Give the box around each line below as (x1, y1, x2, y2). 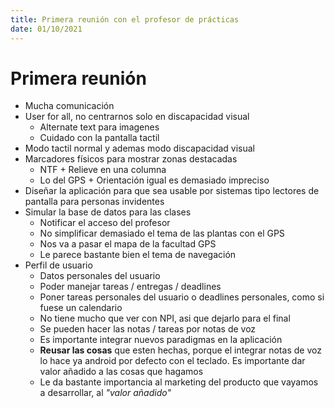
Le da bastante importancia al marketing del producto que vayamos (39, 376, 319, 388)
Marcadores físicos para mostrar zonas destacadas (24, 153, 238, 165)
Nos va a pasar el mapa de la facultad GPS (39, 238, 217, 250)
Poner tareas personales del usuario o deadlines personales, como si (39, 291, 325, 303)
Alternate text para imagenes (39, 121, 160, 133)
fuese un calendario (39, 302, 123, 314)
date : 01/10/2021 (10, 24, 83, 34)
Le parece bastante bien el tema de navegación (39, 249, 237, 261)
